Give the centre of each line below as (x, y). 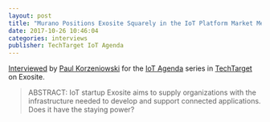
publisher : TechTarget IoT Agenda (66, 46)
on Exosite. (27, 77)
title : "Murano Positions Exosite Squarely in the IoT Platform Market (131, 23)
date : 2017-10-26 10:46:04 (53, 31)
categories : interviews (48, 38)
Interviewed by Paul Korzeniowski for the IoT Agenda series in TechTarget (131, 68)
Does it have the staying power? (81, 110)
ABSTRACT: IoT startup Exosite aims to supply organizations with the (142, 92)
